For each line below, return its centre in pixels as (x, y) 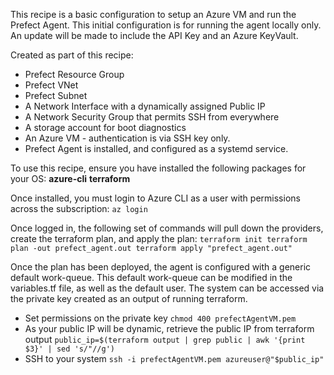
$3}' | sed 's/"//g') (69, 349)
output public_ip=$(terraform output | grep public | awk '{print (165, 339)
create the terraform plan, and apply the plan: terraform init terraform (159, 238)
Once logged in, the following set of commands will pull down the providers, (167, 228)
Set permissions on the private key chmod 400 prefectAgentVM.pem (160, 318)
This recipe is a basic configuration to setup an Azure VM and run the (153, 14)
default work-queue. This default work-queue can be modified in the (151, 277)
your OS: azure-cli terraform (70, 178)
